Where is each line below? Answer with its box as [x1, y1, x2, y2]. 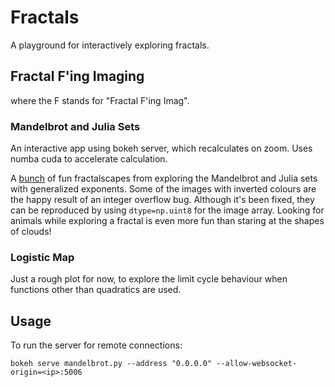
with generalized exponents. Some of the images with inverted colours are [10, 183, 317, 195]
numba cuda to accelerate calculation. [10, 153, 168, 165]
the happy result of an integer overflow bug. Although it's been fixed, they [10, 194, 315, 206]
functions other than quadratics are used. [10, 284, 182, 296]
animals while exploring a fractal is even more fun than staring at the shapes [10, 215, 325, 227]
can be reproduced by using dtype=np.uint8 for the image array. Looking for [10, 204, 325, 216]
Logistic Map [10, 250, 75, 264]
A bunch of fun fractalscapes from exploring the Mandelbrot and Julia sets [10, 172, 318, 185]
